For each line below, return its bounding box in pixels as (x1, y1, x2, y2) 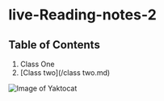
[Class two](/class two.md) (19, 68, 111, 78)
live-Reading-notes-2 (8, 6, 158, 24)
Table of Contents (8, 38, 101, 52)
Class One (19, 59, 55, 69)
